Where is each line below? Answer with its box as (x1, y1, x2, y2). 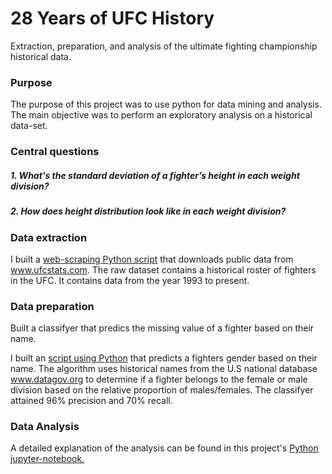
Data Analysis (10, 420, 80, 434)
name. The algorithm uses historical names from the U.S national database (10, 363, 318, 375)
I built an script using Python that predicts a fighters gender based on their (10, 352, 318, 364)
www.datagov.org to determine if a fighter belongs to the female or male (10, 373, 308, 386)
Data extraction (10, 230, 88, 244)
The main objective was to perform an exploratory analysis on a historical (10, 109, 313, 121)
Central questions (10, 145, 100, 159)
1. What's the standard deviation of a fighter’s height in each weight (10, 169, 300, 181)
